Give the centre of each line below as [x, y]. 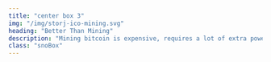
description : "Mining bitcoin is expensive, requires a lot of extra [128, 38]
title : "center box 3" [46, 16]
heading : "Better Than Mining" [61, 31]
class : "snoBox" [35, 46]
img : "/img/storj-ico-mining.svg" [67, 23]
